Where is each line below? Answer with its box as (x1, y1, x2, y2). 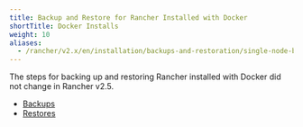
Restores (22, 108, 56, 119)
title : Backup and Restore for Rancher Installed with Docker (9, 13, 248, 23)
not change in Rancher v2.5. (9, 81, 115, 92)
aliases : (9, 38, 42, 48)
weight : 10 (9, 30, 50, 39)
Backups (22, 98, 56, 109)
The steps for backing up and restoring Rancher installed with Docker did (9, 71, 281, 82)
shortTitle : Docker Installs (9, 22, 119, 31)
